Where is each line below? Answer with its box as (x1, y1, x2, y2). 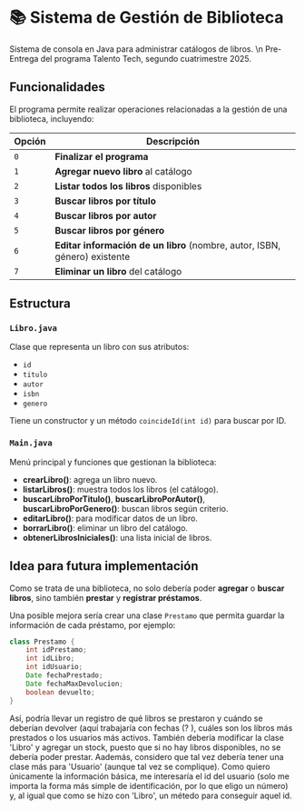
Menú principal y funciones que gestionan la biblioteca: (9, 456, 217, 467)
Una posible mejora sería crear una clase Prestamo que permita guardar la (9, 610, 285, 621)
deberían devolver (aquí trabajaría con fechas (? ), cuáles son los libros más (9, 722, 293, 733)
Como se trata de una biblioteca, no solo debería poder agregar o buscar (9, 583, 285, 594)
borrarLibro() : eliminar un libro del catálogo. (22, 522, 189, 533)
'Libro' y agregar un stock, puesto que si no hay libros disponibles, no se (9, 742, 281, 753)
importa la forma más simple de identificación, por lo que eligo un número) (9, 780, 289, 791)
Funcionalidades (9, 79, 106, 95)
